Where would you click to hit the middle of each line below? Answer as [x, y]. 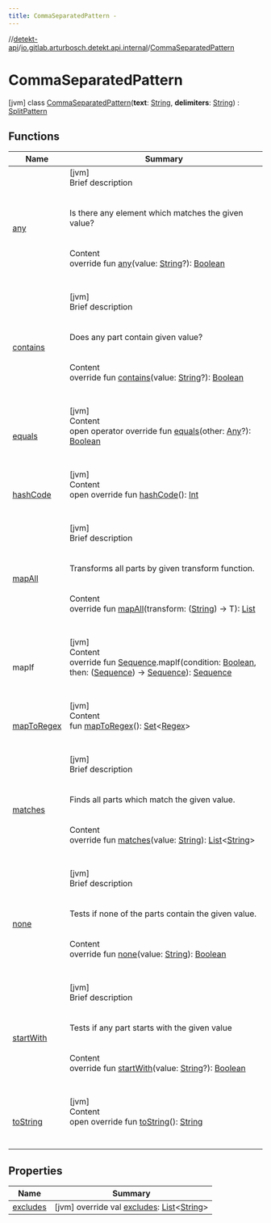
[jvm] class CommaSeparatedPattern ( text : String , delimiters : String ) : [124, 103]
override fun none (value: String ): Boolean [148, 954]
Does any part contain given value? [136, 338]
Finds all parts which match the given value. [152, 800]
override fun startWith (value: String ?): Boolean [158, 1069]
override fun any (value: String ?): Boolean [148, 263]
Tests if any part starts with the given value [151, 1028]
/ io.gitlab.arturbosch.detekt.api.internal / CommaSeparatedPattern [127, 47]
